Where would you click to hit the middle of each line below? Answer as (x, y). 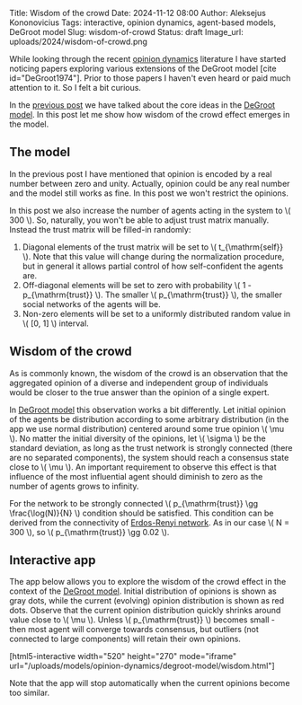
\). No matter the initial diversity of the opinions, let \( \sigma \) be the (138, 438)
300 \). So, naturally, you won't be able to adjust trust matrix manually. (139, 220)
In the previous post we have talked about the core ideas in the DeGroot (142, 105)
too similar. (30, 693)
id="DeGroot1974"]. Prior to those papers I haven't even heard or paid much (150, 78)
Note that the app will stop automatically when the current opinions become (150, 683)
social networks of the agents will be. (91, 304)
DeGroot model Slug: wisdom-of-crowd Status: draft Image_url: (127, 32)
